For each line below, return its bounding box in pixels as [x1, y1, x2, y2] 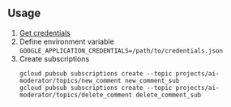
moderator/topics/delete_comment [19, 91, 133, 99]
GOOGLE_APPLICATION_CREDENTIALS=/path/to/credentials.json [19, 46, 224, 55]
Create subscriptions [19, 53, 90, 63]
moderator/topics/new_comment [19, 76, 122, 84]
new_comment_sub [124, 76, 180, 84]
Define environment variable [19, 36, 114, 46]
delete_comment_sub [135, 91, 202, 99]
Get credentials [19, 28, 71, 37]
